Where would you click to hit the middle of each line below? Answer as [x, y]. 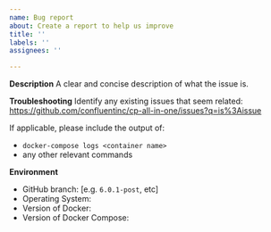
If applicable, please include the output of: [87, 128]
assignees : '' [36, 51]
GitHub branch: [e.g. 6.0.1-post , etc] [90, 189]
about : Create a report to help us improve [92, 26]
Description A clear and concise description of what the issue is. [129, 84]
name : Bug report [42, 17]
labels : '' [30, 42]
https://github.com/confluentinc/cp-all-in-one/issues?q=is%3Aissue [135, 111]
